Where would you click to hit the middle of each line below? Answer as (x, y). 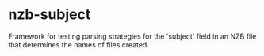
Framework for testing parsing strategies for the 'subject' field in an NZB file (132, 36)
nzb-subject (50, 15)
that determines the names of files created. (78, 44)
